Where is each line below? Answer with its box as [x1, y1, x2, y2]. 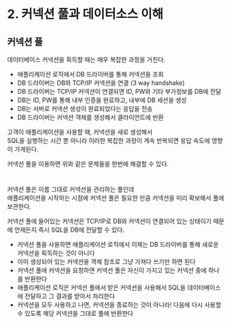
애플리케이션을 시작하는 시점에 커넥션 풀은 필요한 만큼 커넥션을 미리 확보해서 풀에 [7, 194, 225, 202]
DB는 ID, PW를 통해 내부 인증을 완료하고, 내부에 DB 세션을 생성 [17, 96, 188, 104]
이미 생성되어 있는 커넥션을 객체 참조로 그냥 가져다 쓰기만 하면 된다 [17, 258, 196, 266]
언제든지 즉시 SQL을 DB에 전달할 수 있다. [14, 225, 125, 234]
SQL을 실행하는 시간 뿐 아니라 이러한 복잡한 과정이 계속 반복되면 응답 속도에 [7, 136, 210, 145]
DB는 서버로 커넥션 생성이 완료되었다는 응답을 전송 [17, 105, 153, 112]
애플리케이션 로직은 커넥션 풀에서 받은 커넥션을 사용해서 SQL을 [17, 283, 186, 292]
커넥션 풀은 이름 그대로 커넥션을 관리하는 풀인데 [7, 185, 134, 194]
